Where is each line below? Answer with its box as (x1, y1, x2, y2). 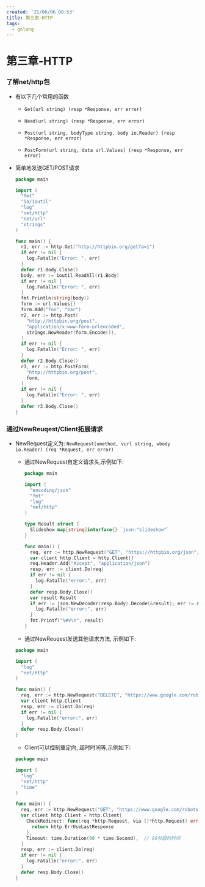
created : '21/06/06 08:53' (6, 9, 75, 15)
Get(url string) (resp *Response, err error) (24, 106, 142, 112)
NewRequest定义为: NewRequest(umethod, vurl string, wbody (15, 440, 171, 447)
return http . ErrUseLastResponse (31, 823, 114, 830)
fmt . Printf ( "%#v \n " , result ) (29, 617, 104, 624)
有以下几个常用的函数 (15, 92, 69, 100)
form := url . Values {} (21, 301, 76, 307)
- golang (12, 26, 34, 32)
